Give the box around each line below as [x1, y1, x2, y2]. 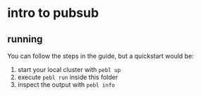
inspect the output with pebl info [17, 80, 115, 89]
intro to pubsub [7, 5, 99, 21]
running [7, 33, 43, 45]
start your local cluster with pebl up [17, 66, 121, 73]
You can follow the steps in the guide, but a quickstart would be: [7, 52, 194, 60]
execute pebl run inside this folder [17, 73, 118, 81]
